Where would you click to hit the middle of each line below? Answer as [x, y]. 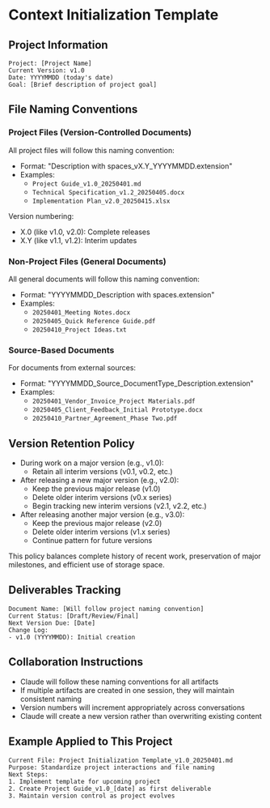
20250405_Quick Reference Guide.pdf [94, 321]
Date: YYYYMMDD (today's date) [61, 78]
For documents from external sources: [72, 368]
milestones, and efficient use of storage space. [87, 565]
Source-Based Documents [61, 350]
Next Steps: [28, 774]
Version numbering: [41, 216]
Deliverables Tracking [65, 590]
